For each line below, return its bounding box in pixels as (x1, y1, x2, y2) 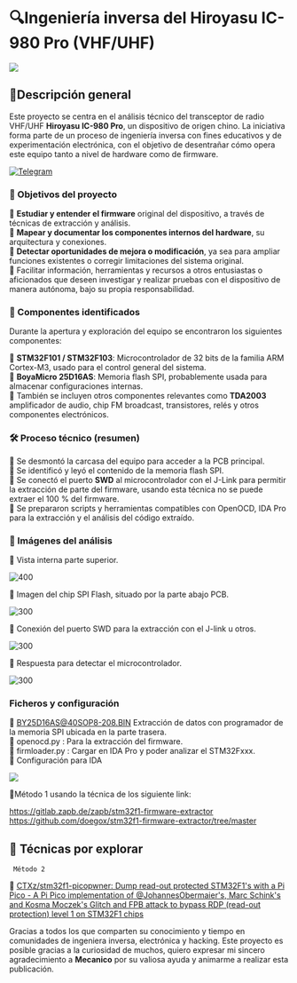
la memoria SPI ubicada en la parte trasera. (9, 726, 167, 738)
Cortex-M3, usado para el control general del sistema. (9, 362, 207, 373)
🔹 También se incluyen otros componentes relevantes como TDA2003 (9, 391, 267, 401)
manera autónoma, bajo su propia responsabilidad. (9, 284, 195, 295)
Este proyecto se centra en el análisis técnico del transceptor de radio (9, 111, 264, 122)
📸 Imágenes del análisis (9, 535, 113, 547)
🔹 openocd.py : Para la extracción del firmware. (9, 736, 184, 747)
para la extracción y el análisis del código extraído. (9, 512, 195, 523)
